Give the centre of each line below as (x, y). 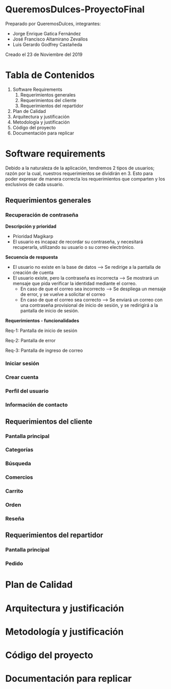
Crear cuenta (22, 377)
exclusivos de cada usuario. (35, 184)
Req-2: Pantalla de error (31, 340)
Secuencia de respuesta (32, 257)
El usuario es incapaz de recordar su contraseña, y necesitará (78, 242)
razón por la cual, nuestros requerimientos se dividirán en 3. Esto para (79, 173)
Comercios (19, 477)
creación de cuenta (33, 272)
